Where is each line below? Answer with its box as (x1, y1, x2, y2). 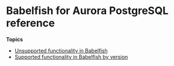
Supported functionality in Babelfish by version (14, 53, 128, 60)
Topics (6, 36, 23, 43)
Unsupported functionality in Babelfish (14, 47, 108, 54)
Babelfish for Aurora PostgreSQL (6, 4, 169, 18)
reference (6, 16, 55, 30)
